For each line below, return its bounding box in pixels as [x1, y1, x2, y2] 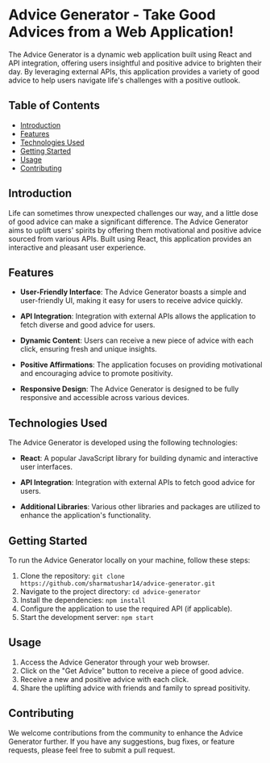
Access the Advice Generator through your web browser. [19, 657, 210, 667]
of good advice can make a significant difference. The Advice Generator [8, 217, 248, 226]
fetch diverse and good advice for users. [19, 320, 156, 330]
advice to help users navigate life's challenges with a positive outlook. [8, 75, 241, 85]
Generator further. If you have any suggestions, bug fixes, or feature [8, 736, 235, 746]
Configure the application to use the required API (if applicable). [19, 604, 233, 613]
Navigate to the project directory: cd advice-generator [19, 587, 201, 596]
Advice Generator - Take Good [8, 6, 216, 24]
